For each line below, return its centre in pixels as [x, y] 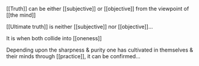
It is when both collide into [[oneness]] [54, 38]
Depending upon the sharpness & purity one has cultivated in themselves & [100, 50]
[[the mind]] [21, 15]
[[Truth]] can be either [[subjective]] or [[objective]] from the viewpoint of [98, 9]
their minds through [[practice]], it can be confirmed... [73, 56]
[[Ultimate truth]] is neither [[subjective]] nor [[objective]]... [80, 27]
